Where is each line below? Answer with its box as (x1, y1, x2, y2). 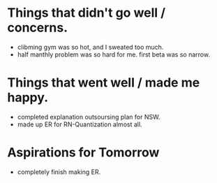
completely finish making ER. (17, 168, 101, 176)
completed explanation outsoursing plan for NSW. (17, 112, 160, 121)
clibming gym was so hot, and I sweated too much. (17, 43, 164, 51)
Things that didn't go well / (7, 5, 166, 21)
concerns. (7, 20, 68, 36)
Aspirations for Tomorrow (7, 145, 160, 161)
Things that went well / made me (7, 75, 200, 91)
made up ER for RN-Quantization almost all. (17, 120, 142, 129)
